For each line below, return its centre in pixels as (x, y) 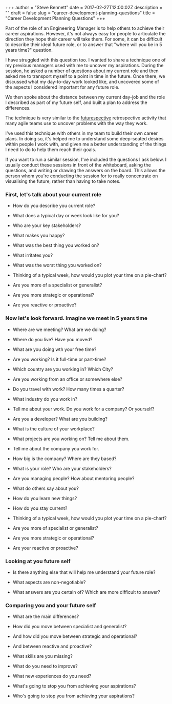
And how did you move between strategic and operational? (75, 636)
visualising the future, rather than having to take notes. (63, 181)
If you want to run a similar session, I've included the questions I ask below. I (86, 159)
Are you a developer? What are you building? (60, 419)
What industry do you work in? (45, 399)
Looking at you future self (38, 561)
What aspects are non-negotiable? (49, 582)
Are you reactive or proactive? (45, 305)
